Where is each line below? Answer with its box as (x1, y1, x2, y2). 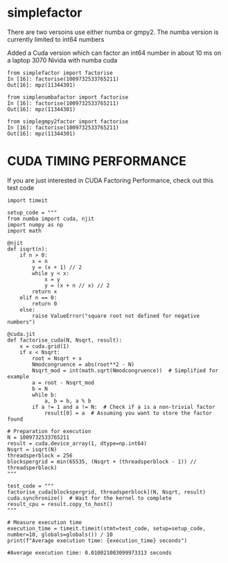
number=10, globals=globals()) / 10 (7, 531, 113, 538)
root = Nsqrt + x (32, 355, 82, 362)
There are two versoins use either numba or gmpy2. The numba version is (7, 28, 219, 36)
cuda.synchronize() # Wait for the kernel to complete (7, 494, 172, 501)
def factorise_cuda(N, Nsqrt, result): (7, 337, 123, 344)
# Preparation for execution (7, 428, 91, 435)
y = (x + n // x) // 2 (44, 282, 110, 289)
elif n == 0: (19, 294, 58, 301)
